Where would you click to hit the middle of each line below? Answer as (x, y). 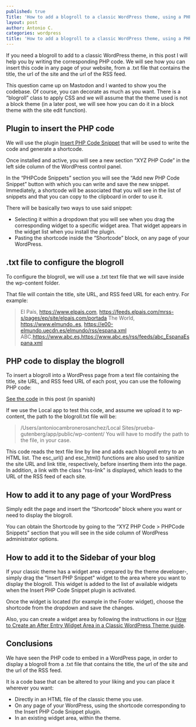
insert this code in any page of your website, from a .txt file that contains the (98, 68)
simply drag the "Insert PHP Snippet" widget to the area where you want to (96, 578)
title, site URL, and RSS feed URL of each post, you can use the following (93, 382)
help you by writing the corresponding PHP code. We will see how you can (96, 61)
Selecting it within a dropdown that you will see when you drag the (94, 219)
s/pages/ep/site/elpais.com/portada (64, 318)
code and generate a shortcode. (45, 149)
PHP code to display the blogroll (65, 361)
